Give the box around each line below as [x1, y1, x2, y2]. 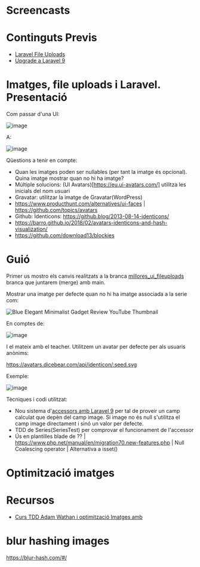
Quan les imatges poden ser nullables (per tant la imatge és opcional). [14, 168, 187, 176]
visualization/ [14, 225, 48, 233]
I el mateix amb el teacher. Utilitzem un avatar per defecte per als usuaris [6, 343, 186, 350]
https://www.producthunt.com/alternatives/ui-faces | [14, 200, 146, 207]
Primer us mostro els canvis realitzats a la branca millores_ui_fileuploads [6, 272, 184, 280]
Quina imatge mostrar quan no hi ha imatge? [14, 174, 124, 182]
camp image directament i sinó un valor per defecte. [14, 420, 144, 427]
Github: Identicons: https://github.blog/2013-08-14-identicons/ [14, 213, 170, 220]
